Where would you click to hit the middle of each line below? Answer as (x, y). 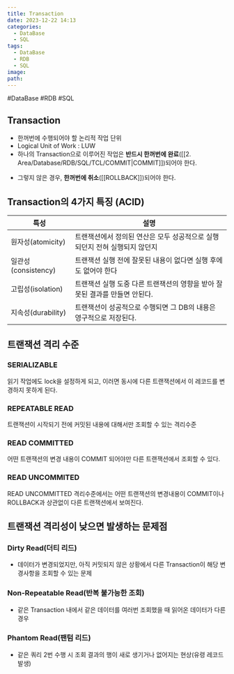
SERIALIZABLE (32, 365)
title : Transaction (36, 14)
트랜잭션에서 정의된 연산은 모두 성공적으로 (140, 237)
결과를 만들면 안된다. (121, 294)
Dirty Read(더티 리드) (42, 548)
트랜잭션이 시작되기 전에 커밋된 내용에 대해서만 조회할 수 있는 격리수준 (102, 424)
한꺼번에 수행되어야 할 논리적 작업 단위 (69, 138)
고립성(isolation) (37, 289)
